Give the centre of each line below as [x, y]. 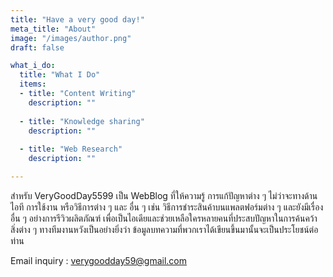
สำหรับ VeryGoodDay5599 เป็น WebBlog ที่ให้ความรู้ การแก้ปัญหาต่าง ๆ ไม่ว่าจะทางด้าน [164, 195]
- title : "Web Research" [71, 149]
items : [33, 84]
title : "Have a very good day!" [77, 19]
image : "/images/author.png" [71, 38]
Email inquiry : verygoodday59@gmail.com [99, 260]
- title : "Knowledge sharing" [82, 121]
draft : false [37, 47]
